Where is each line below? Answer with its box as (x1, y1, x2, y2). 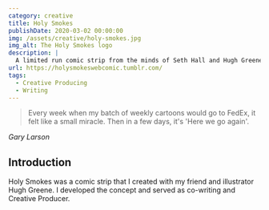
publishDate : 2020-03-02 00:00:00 (8, 26, 124, 34)
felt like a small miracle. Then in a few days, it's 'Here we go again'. (27, 117, 250, 127)
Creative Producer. (8, 194, 70, 204)
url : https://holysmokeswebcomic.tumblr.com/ (8, 64, 163, 72)
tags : (8, 71, 26, 79)
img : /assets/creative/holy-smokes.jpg (8, 34, 142, 42)
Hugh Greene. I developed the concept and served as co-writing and (8, 185, 236, 195)
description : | (8, 49, 59, 57)
